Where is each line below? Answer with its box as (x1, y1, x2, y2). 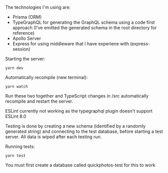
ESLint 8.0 (5, 113, 27, 119)
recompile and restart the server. (5, 98, 73, 104)
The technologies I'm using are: (5, 5, 71, 10)
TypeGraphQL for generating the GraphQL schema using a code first (12, 20, 155, 25)
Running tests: (5, 143, 35, 149)
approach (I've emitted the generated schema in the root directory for (12, 25, 157, 31)
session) (12, 46, 31, 52)
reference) (12, 30, 35, 36)
